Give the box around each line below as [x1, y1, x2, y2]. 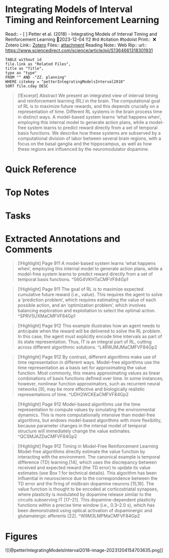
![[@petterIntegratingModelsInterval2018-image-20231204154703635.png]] [5, 547, 163, 553]
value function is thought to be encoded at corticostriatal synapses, [17, 486, 158, 492]
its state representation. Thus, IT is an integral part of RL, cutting [17, 339, 152, 345]
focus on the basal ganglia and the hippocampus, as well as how [17, 140, 152, 147]
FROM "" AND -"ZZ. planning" [5, 75, 67, 80]
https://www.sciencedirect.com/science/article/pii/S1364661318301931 [5, 47, 153, 53]
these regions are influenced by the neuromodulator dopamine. [17, 146, 149, 152]
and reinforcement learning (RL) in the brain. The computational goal [17, 97, 160, 104]
